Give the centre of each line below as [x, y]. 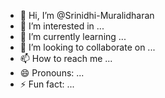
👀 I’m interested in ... [62, 26]
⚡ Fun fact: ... [47, 84]
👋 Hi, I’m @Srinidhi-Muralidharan [87, 15]
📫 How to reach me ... [66, 58]
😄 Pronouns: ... [52, 73]
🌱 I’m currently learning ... [73, 36]
